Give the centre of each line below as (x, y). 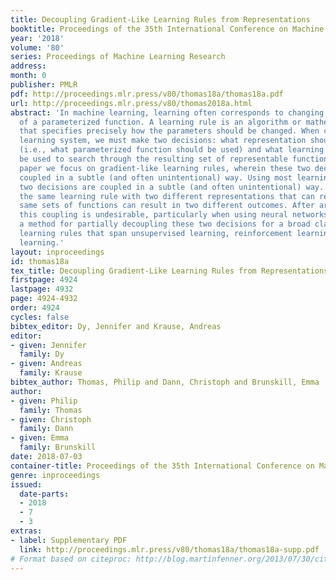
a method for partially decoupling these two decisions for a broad (165, 224)
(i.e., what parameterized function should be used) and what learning (172, 150)
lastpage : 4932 (42, 289)
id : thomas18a (40, 261)
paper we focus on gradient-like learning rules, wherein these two (165, 168)
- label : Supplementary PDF (69, 540)
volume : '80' (37, 47)
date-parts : (44, 494)
